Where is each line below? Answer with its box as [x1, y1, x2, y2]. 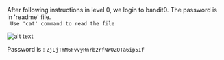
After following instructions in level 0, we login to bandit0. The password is [7, 6, 218, 14]
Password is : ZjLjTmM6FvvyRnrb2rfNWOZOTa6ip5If [7, 46, 145, 53]
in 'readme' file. [7, 13, 51, 21]
